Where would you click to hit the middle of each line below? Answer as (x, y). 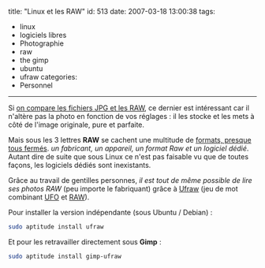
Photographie (42, 43)
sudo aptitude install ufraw (56, 227)
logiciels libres (43, 35)
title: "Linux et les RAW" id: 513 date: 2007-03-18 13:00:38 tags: (112, 11)
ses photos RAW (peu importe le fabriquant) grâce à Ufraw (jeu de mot (123, 189)
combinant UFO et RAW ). (49, 197)
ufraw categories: (48, 77)
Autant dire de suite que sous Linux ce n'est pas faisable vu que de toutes (129, 156)
